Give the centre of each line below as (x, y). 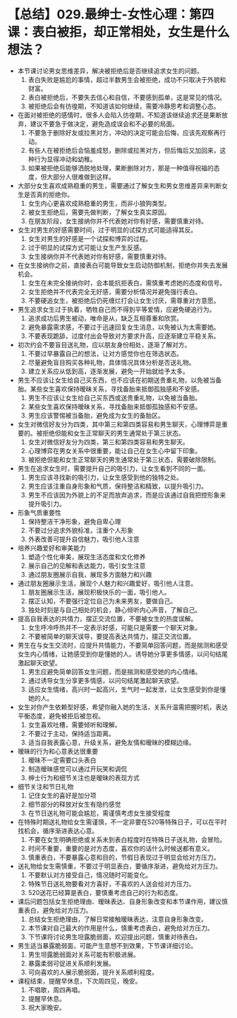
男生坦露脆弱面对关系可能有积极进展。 (84, 954)
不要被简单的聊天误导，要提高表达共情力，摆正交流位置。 (111, 636)
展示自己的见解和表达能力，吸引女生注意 (87, 566)
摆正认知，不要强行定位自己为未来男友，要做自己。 (102, 601)
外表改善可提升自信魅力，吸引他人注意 (84, 539)
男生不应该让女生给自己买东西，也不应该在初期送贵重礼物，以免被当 (116, 380)
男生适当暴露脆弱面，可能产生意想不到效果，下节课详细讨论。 (107, 945)
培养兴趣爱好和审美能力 (51, 548)
